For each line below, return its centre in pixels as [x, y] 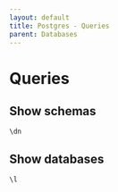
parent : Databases [43, 34]
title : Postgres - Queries [59, 26]
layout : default [39, 17]
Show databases [57, 159]
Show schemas [53, 111]
